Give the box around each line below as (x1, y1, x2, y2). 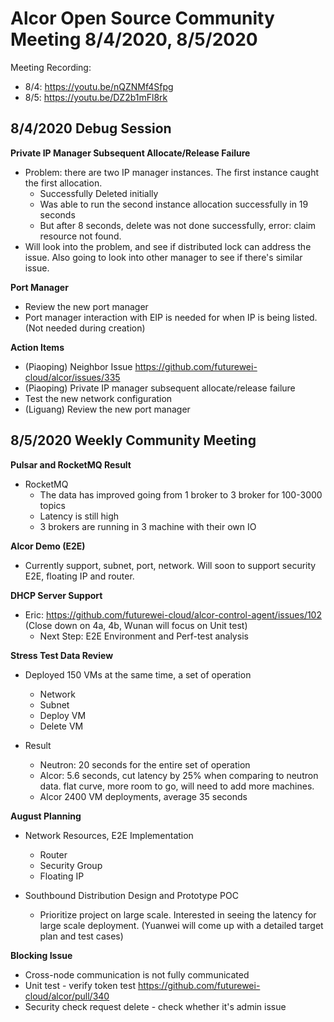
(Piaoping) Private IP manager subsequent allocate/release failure (24, 382, 296, 394)
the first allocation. (24, 177, 103, 189)
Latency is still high (39, 510, 120, 522)
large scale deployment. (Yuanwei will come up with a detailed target (39, 919, 324, 931)
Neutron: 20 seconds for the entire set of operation (39, 758, 251, 771)
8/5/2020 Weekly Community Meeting (10, 432, 257, 449)
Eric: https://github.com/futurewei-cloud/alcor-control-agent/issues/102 (24, 608, 322, 621)
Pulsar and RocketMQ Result (10, 458, 132, 471)
